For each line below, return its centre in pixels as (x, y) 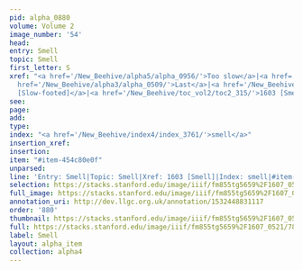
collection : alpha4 (46, 252)
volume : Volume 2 (42, 26)
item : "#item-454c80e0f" (56, 160)
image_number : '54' (46, 34)
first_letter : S (40, 68)
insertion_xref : (40, 143)
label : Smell (34, 235)
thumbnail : (30, 218)
